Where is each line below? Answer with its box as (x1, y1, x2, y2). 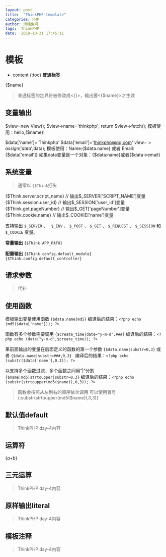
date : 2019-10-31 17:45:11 (5, 31, 64, 36)
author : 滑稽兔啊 (5, 21, 39, 27)
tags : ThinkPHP (5, 26, 39, 31)
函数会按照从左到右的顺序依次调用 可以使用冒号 (17, 389, 116, 395)
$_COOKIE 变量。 (5, 229, 38, 235)
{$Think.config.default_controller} (5, 256, 82, 261)
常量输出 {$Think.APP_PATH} (5, 239, 63, 245)
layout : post (5, 7, 33, 13)
